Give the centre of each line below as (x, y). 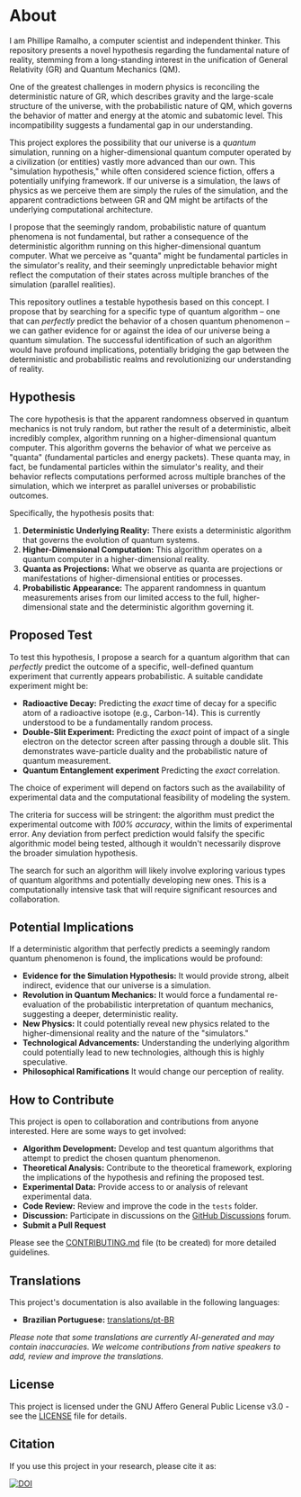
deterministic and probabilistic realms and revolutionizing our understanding (150, 359)
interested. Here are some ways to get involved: (98, 1131)
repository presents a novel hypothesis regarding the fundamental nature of (150, 50)
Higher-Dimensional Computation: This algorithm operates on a (142, 549)
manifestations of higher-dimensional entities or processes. (133, 578)
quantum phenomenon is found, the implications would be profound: (136, 958)
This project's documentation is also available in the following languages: (145, 1302)
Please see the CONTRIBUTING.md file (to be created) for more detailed (143, 1243)
